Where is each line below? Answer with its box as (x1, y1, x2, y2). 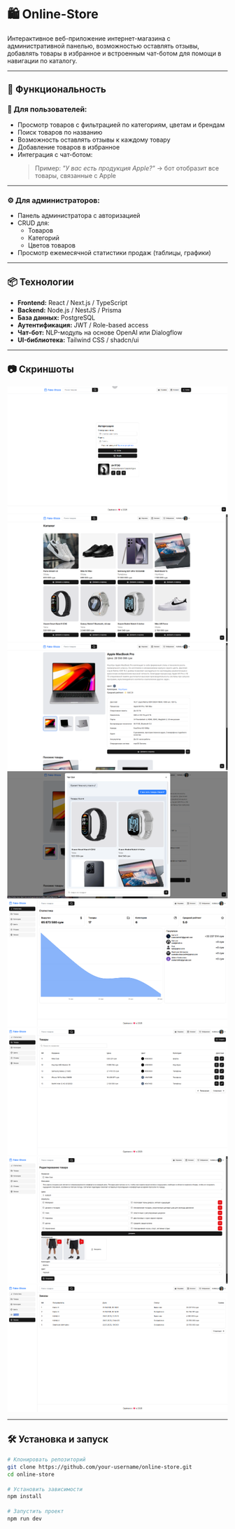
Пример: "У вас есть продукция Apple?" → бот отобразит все (34, 163, 219, 172)
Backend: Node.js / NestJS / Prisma (17, 306, 122, 314)
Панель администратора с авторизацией (17, 211, 141, 219)
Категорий (27, 233, 59, 242)
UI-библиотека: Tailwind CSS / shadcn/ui (17, 335, 139, 344)
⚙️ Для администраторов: (7, 195, 100, 205)
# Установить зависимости (7, 1486, 83, 1493)
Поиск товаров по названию (17, 128, 103, 136)
